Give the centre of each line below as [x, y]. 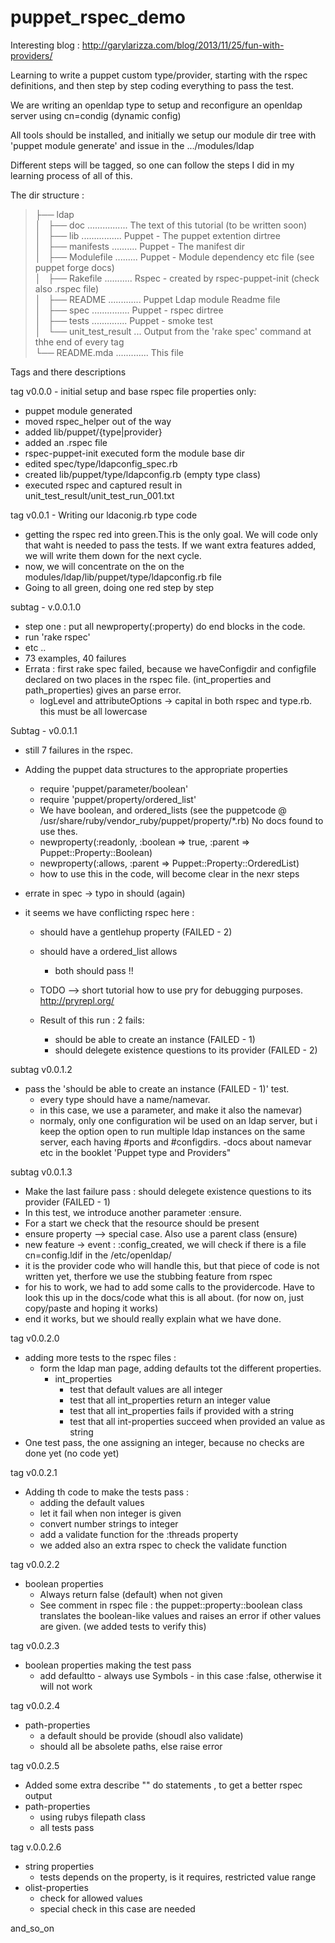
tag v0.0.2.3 [35, 1645]
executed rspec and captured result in [103, 485]
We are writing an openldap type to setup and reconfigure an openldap [156, 105]
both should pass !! [94, 970]
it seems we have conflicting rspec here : [109, 912]
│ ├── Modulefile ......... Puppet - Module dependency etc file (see [174, 257]
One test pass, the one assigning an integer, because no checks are [164, 1442]
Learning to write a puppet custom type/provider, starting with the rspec [159, 75]
